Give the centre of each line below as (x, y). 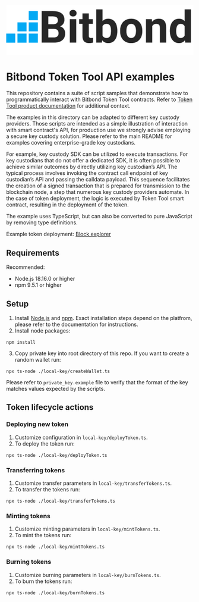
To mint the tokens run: (43, 535)
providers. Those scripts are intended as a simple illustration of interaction (97, 124)
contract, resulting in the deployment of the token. (67, 205)
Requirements (33, 253)
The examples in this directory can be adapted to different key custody (93, 117)
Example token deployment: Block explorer (59, 234)
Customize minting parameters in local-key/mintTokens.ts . (87, 529)
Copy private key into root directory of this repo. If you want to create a (102, 353)
